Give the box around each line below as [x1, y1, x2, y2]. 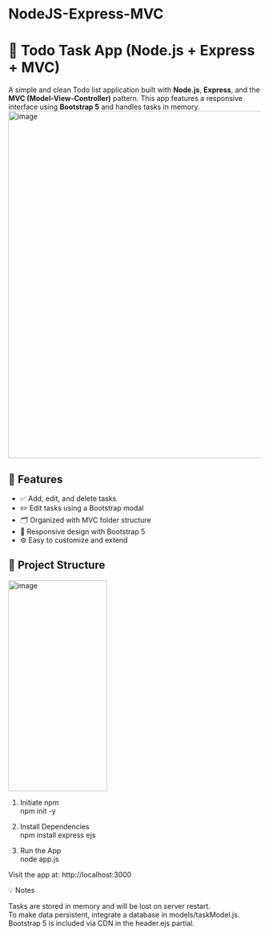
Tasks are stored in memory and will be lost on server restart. [8, 901, 211, 910]
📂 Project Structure [8, 559, 106, 572]
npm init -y [19, 806, 56, 816]
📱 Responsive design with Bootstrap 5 [19, 526, 146, 536]
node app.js [19, 854, 59, 864]
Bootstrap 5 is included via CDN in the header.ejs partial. [8, 918, 195, 928]
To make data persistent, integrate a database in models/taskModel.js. [8, 910, 240, 919]
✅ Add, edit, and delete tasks [19, 494, 117, 503]
